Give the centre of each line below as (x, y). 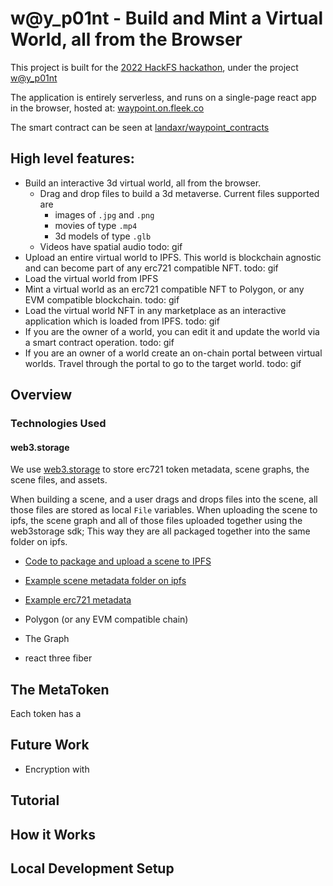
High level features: (72, 158)
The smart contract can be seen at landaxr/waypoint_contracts (140, 127)
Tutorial (35, 800)
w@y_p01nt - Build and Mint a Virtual (167, 18)
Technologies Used (58, 424)
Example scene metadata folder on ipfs (105, 581)
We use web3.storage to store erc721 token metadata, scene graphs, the (160, 469)
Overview (41, 395)
